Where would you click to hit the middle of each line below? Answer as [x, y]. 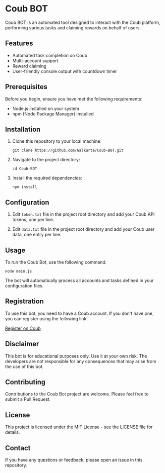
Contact [18, 448]
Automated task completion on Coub [50, 55]
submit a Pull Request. [28, 399]
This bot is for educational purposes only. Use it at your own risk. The [76, 356]
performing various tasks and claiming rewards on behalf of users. [73, 27]
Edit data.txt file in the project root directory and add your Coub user [83, 229]
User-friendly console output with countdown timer [65, 71]
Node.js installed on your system [46, 108]
